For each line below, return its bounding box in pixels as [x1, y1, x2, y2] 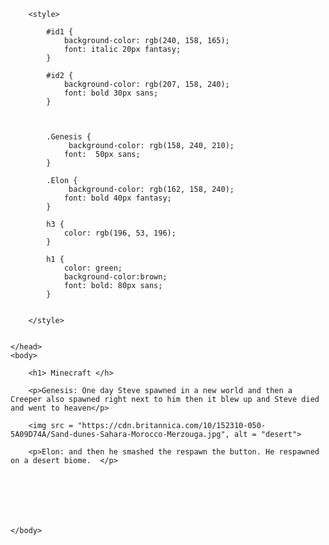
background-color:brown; [63, 272, 168, 282]
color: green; [63, 263, 123, 273]
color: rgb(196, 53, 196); [63, 228, 177, 238]
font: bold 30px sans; [63, 88, 159, 98]
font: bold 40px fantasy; [63, 193, 172, 203]
